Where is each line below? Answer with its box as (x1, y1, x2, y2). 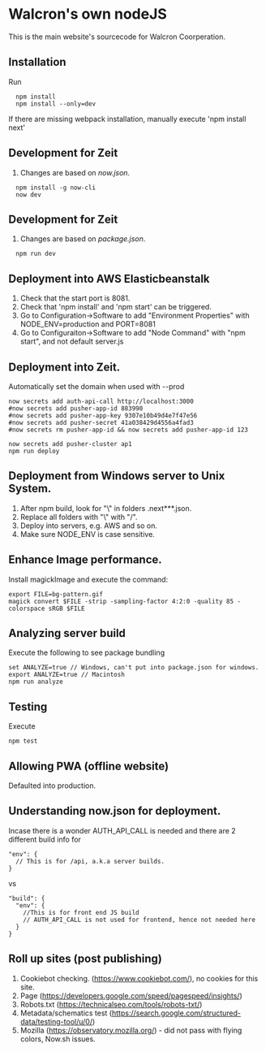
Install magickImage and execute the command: (8, 574, 169, 584)
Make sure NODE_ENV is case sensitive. (19, 529, 156, 539)
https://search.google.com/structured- (111, 1008, 242, 1018)
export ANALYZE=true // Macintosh (8, 671, 126, 679)
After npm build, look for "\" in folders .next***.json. (19, 503, 192, 513)
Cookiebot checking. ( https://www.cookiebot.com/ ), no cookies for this (19, 973, 259, 983)
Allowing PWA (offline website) (8, 759, 169, 773)
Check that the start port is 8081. (19, 293, 131, 303)
